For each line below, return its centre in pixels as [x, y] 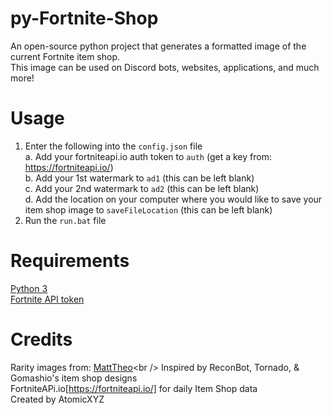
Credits [41, 339]
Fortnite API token [47, 299]
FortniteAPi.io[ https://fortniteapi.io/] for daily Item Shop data [134, 388]
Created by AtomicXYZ [57, 399]
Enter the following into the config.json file [113, 146]
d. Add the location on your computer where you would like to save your [173, 199]
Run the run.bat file [65, 220]
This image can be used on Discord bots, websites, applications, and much [165, 67]
